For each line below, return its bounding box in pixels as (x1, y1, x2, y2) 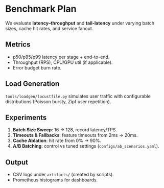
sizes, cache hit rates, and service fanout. (5, 25, 93, 31)
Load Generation (5, 80, 60, 88)
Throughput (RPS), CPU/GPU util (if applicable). (12, 59, 113, 65)
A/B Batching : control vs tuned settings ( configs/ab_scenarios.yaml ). (12, 143, 159, 149)
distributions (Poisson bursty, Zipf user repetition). (5, 98, 111, 105)
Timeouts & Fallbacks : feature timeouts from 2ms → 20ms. (12, 132, 138, 138)
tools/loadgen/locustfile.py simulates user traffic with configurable (5, 93, 151, 99)
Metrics (5, 40, 31, 49)
